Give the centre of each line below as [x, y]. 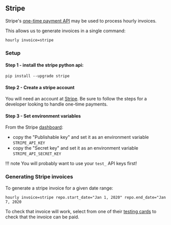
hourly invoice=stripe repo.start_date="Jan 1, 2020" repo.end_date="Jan [86, 197]
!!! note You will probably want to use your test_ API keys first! [71, 163]
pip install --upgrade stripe [38, 76]
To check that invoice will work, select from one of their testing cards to [81, 211]
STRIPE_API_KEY [29, 143]
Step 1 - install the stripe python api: [45, 65]
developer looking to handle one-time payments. [57, 104]
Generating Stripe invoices [39, 177]
